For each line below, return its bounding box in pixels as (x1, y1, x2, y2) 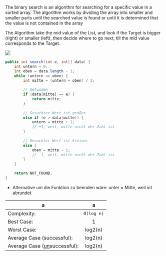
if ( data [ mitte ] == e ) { (23, 92, 75, 97)
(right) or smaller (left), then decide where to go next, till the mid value (5, 35, 150, 41)
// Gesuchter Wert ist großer (23, 110, 86, 115)
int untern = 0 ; (14, 64, 48, 69)
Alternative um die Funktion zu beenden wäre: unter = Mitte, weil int (12, 184, 152, 190)
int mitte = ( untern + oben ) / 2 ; (23, 78, 95, 83)
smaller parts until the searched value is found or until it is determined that (5, 15, 158, 20)
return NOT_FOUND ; (14, 171, 52, 176)
